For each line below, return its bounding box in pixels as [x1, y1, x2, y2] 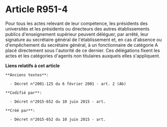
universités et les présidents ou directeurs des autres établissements [5, 25, 150, 31]
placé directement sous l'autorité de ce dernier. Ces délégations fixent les [5, 47, 160, 53]
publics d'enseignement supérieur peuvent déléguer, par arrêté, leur [5, 31, 149, 37]
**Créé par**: [5, 108, 36, 113]
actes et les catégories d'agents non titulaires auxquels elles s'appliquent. [5, 52, 160, 59]
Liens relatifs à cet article [5, 62, 60, 69]
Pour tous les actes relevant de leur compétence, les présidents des [5, 20, 148, 26]
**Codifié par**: [5, 90, 42, 95]
